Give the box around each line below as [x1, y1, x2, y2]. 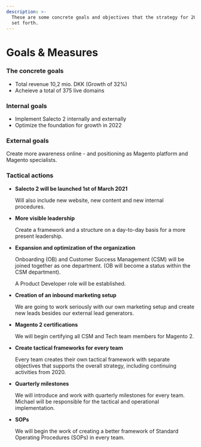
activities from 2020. [14, 368, 66, 375]
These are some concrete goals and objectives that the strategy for [11, 14, 188, 20]
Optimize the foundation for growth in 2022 [14, 122, 122, 129]
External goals [6, 137, 49, 145]
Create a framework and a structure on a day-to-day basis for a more [14, 226, 186, 233]
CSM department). [14, 268, 61, 275]
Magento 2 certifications [14, 321, 78, 328]
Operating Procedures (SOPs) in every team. [14, 434, 125, 441]
